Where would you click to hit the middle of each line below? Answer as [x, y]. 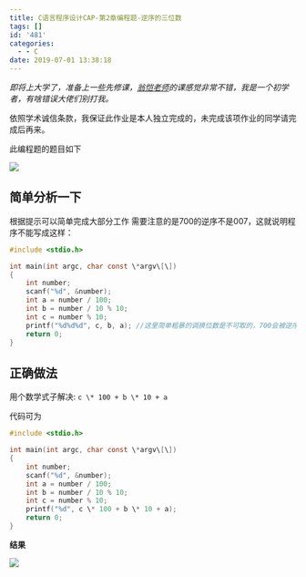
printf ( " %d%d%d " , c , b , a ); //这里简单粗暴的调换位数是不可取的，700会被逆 [159, 325]
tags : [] [26, 26]
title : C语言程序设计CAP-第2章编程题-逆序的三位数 [96, 18]
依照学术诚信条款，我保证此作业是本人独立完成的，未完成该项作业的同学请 [149, 118]
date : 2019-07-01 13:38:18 [61, 60]
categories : [32, 43]
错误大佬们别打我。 [77, 98]
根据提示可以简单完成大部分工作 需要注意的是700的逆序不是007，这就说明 [149, 221]
